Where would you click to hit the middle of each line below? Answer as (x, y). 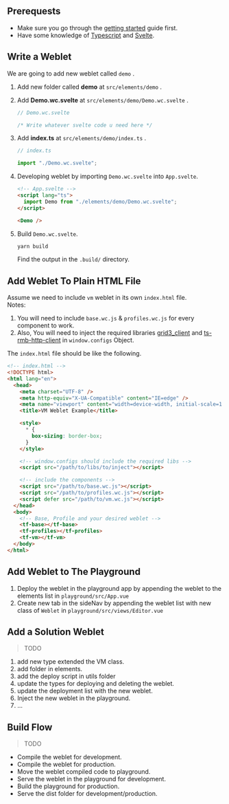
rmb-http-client (39, 340)
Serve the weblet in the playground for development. (92, 779)
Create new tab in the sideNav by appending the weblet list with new (114, 603)
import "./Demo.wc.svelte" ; (57, 163)
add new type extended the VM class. (71, 662)
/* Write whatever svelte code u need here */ (85, 125)
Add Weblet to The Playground (74, 572)
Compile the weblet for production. (66, 764)
